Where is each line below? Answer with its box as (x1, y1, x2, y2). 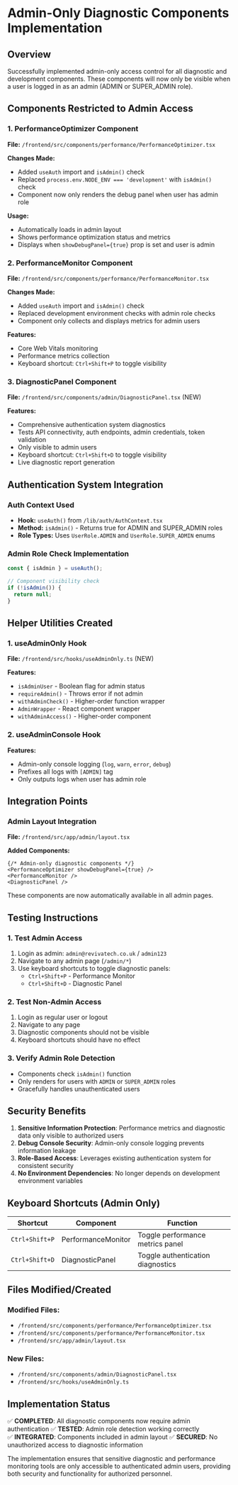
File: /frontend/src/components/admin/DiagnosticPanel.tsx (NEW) (7, 393, 202, 401)
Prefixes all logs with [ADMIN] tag (17, 767, 113, 776)
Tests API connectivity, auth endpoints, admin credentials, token (17, 428, 205, 437)
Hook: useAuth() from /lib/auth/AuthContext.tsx (17, 516, 163, 524)
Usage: (7, 211, 30, 220)
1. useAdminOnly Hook (7, 638, 87, 648)
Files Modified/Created (7, 1284, 112, 1296)
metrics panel (137, 1239, 183, 1249)
